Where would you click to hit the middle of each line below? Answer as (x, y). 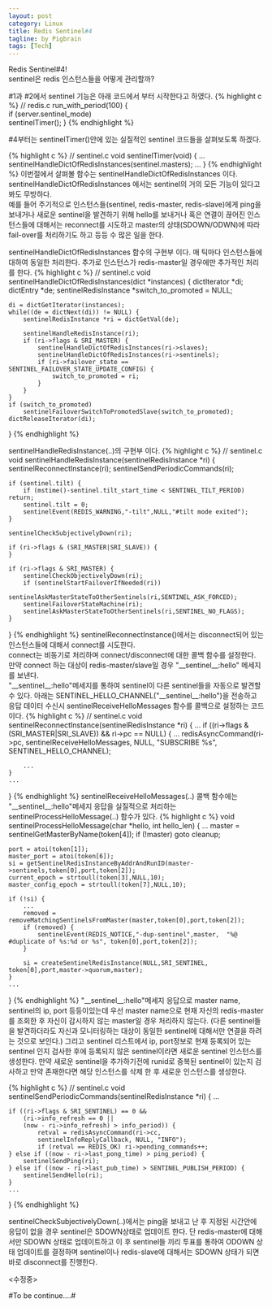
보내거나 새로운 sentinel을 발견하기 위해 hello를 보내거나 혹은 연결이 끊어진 (127, 215)
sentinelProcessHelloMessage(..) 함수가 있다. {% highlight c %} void (122, 817)
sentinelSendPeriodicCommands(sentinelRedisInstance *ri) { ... (114, 1096)
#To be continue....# (42, 1296)
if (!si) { (27, 899)
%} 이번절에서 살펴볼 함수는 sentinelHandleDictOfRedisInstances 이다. (123, 174)
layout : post (30, 16)
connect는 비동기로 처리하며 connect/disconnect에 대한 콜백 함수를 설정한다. (132, 655)
